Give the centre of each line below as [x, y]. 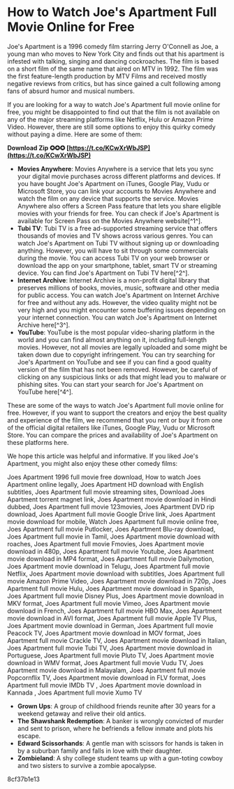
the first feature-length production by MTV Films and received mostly [107, 76]
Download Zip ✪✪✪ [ [38, 148]
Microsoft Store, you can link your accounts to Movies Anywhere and [117, 191]
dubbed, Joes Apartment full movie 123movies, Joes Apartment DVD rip [111, 506]
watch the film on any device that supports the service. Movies [108, 198]
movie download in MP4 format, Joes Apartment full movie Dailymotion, [111, 559]
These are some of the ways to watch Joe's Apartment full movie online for [116, 405]
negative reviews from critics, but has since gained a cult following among [114, 83]
